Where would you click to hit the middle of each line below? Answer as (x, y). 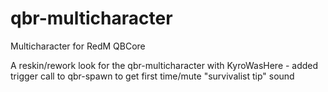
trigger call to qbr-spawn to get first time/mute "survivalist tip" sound (152, 76)
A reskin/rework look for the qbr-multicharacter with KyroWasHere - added (164, 65)
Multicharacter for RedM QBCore (78, 46)
